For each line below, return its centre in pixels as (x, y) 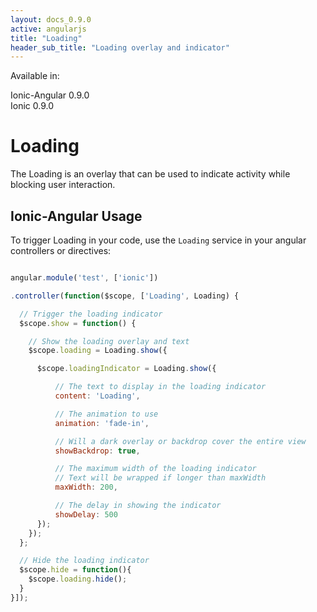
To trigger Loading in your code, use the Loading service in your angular (158, 240)
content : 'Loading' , (97, 396)
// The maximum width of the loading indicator (155, 469)
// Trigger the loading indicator (91, 314)
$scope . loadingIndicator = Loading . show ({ (126, 369)
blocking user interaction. (63, 185)
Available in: (35, 76)
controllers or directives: (61, 250)
